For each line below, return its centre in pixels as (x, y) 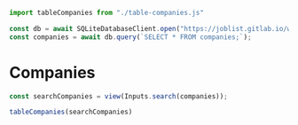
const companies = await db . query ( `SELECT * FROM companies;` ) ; (130, 37)
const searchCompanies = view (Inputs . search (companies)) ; (118, 96)
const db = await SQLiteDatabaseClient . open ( (94, 28)
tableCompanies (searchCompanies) (71, 112)
